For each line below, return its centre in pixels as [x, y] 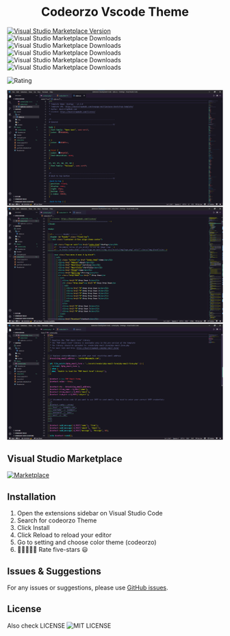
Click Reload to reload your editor [64, 535]
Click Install [33, 528]
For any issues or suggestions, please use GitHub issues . [88, 587]
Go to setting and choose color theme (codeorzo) [87, 542]
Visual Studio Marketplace [65, 458]
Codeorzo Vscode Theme [115, 12]
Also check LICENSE [36, 625]
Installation [31, 497]
